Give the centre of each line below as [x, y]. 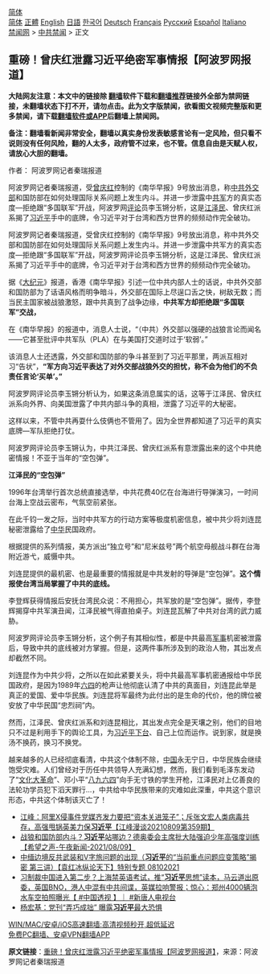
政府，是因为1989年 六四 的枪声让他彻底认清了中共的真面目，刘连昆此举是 [136, 684]
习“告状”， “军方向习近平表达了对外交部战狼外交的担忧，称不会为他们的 [126, 366]
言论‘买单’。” [42, 376]
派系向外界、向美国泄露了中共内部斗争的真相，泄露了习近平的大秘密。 [125, 403]
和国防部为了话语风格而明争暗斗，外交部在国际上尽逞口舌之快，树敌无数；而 [135, 292]
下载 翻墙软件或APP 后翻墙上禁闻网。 [103, 116]
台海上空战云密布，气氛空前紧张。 [65, 502]
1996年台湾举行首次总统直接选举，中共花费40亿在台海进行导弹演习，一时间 [133, 491]
